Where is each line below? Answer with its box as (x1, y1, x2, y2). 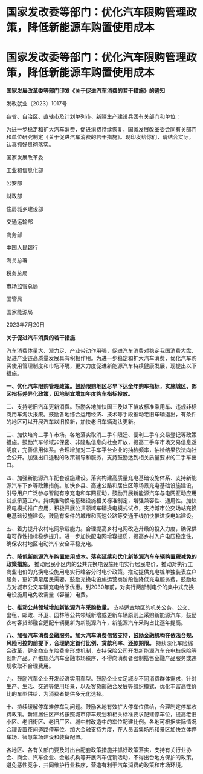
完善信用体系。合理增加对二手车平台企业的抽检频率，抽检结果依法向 (22, 446, 192, 453)
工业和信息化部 (6, 167, 43, 174)
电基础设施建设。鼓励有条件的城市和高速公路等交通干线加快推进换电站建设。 (6, 512, 197, 519)
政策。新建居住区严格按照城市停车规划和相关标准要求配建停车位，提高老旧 (11, 710, 197, 718)
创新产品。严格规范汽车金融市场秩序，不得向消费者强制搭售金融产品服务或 (6, 655, 192, 662)
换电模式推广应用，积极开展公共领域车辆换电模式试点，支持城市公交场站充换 (6, 504, 197, 512)
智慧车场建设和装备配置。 (22, 733, 86, 741)
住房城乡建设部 (6, 205, 43, 213)
